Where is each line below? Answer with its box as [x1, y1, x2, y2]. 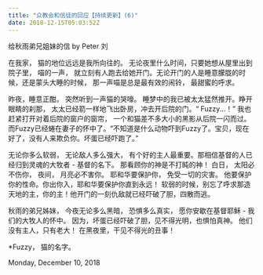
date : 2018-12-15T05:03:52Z [8, 19, 100, 27]
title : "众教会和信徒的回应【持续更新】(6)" [8, 11, 139, 20]
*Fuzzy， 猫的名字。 [8, 242, 76, 251]
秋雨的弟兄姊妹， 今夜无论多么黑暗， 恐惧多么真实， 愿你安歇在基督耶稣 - [8, 205, 247, 215]
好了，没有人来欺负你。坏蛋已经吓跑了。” [8, 133, 139, 143]
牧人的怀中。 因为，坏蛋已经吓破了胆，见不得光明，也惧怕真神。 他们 [28, 215, 253, 225]
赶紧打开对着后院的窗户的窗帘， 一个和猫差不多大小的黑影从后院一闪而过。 [8, 114, 251, 123]
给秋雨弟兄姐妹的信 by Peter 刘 [8, 41, 108, 51]
